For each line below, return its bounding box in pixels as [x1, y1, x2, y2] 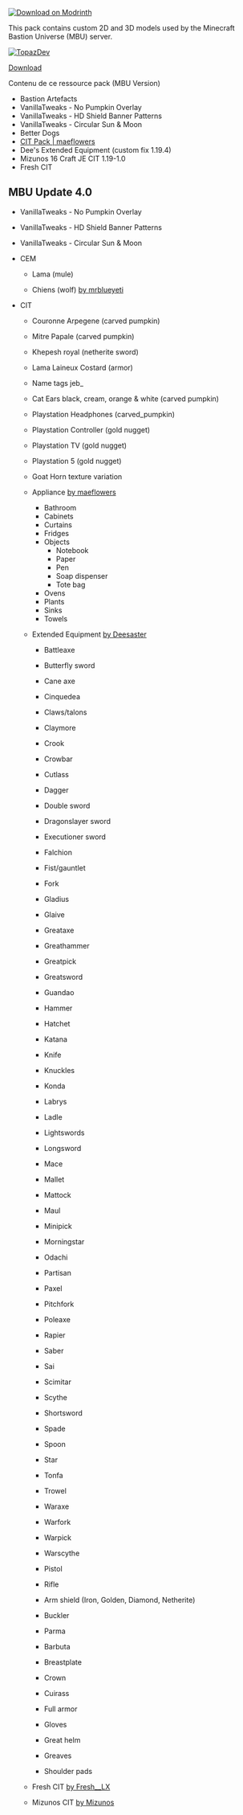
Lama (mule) [31, 269, 74, 279]
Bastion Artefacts [19, 94, 78, 104]
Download [8, 63, 43, 72]
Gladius [43, 894, 70, 903]
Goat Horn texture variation [31, 471, 123, 481]
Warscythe [43, 1548, 80, 1558]
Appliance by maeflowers [31, 487, 116, 497]
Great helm [43, 1735, 81, 1744]
